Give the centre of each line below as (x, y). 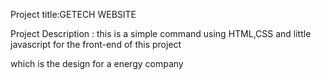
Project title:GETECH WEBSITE (73, 14)
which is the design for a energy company (97, 63)
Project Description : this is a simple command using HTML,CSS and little (161, 33)
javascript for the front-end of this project (96, 44)
